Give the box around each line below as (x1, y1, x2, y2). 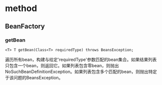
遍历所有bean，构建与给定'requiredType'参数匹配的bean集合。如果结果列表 (5, 57, 157, 62)
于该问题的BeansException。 (5, 74, 63, 80)
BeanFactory (5, 22, 45, 30)
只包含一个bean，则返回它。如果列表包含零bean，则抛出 (5, 62, 119, 68)
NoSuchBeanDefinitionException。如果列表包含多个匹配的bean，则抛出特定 (5, 69, 157, 74)
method (5, 3, 37, 14)
